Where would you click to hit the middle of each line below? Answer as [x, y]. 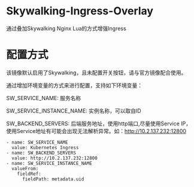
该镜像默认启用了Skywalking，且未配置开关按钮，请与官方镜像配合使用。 [96, 73]
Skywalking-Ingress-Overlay [80, 11]
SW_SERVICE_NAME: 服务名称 [44, 98]
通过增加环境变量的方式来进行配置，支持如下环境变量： [74, 85]
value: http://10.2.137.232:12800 [54, 158]
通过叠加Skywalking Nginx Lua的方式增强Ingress [66, 28]
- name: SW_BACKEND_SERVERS [41, 153]
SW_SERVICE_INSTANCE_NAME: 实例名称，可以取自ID [74, 111]
